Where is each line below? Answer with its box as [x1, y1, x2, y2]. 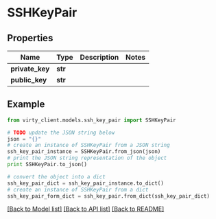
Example [7, 98, 45, 111]
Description [80, 53, 119, 62]
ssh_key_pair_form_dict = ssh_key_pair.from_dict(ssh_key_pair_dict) [7, 192, 211, 200]
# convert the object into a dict [7, 173, 106, 180]
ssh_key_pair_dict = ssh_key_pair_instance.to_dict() [7, 180, 165, 187]
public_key [10, 76, 47, 84]
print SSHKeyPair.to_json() [7, 161, 88, 168]
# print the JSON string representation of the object [7, 154, 167, 162]
